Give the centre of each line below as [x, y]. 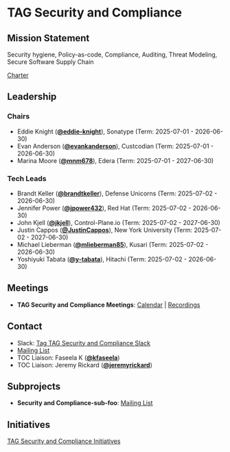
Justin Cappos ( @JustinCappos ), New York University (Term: [105, 230]
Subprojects [34, 386]
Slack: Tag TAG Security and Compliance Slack [84, 343]
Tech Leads [27, 178]
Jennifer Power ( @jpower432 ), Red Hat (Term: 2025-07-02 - [104, 208]
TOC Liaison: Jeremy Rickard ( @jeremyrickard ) [85, 365]
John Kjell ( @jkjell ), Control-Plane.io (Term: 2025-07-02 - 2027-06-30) [119, 222]
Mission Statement [48, 38]
